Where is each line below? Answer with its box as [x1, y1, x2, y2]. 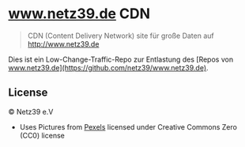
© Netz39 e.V [8, 107, 54, 116]
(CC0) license [19, 130, 65, 140]
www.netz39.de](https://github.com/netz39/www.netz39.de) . [8, 62, 209, 72]
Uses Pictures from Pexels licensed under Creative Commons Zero [19, 122, 237, 131]
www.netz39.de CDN [8, 5, 151, 23]
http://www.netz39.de [27, 39, 100, 48]
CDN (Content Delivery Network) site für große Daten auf [27, 31, 215, 40]
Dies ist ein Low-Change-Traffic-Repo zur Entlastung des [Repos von [8, 55, 234, 64]
